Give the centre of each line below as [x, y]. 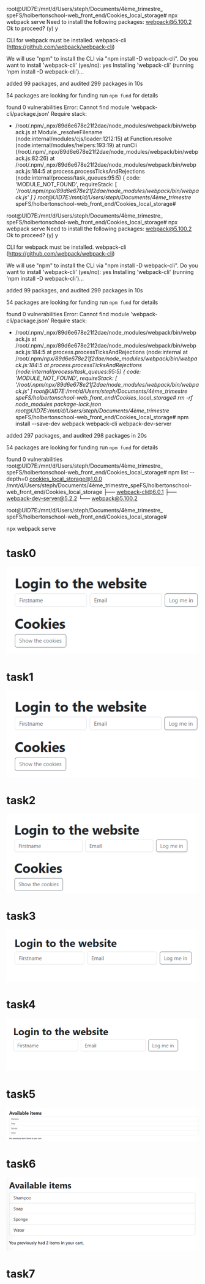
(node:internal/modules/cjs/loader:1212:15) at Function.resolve [94, 139]
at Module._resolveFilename [67, 132]
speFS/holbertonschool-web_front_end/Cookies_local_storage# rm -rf [104, 397]
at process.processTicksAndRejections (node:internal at [117, 352]
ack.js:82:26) [32, 158]
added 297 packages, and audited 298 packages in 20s [76, 435]
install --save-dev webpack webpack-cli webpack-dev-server [93, 424]
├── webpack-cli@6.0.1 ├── [140, 492]
